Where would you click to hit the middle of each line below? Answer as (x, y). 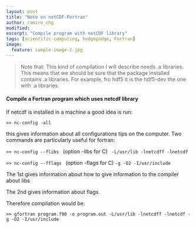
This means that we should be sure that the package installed (95, 73)
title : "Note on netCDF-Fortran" (47, 17)
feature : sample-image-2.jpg (47, 50)
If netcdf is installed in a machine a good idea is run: (69, 112)
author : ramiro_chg (30, 22)
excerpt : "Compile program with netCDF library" (67, 34)
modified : (18, 28)
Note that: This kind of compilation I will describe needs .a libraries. (102, 67)
